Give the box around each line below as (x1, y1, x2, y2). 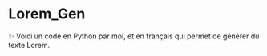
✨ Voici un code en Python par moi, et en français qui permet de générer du (8, 31, 260, 41)
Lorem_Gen (8, 5, 86, 23)
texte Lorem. (8, 40, 51, 50)
